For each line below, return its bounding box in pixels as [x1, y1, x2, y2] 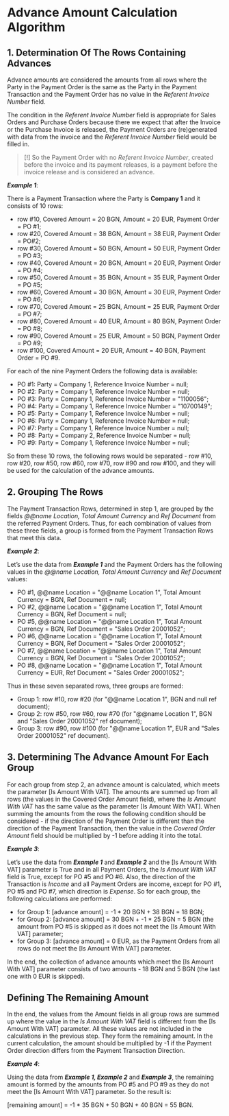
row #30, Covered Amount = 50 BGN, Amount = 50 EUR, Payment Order [16, 244, 221, 252]
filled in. [7, 140, 29, 148]
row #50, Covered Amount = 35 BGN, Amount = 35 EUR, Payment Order [16, 273, 221, 281]
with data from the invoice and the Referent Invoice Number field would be [7, 132, 217, 141]
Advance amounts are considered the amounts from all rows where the [7, 75, 207, 84]
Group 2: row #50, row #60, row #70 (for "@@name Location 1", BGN [16, 709, 213, 718]
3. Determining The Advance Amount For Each [7, 752, 209, 763]
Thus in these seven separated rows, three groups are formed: [7, 682, 183, 690]
